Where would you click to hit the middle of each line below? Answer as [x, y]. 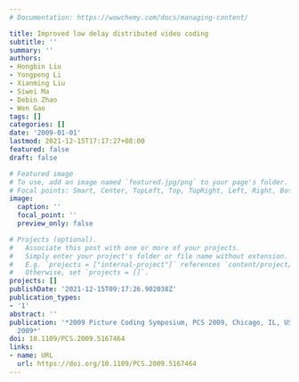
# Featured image [41, 174]
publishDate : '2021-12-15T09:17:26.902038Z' [93, 289]
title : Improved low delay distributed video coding [109, 33]
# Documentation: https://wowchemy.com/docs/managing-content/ [129, 17]
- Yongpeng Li [36, 75]
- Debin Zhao [33, 100]
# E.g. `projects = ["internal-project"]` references [115, 264]
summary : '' [31, 50]
